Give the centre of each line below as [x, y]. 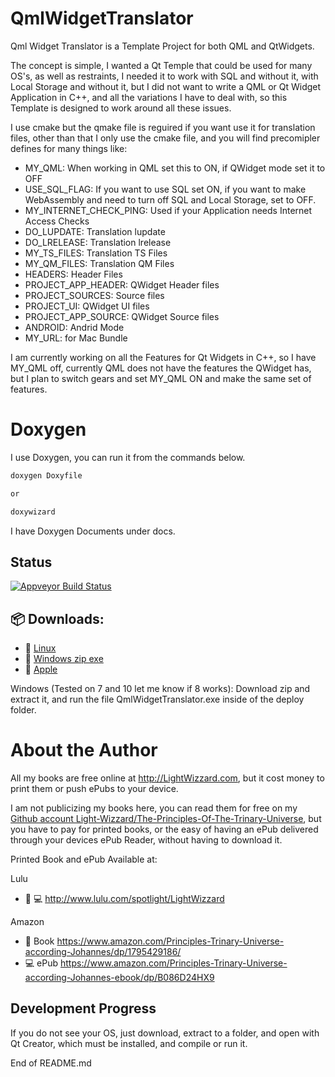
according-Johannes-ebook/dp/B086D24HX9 [119, 978]
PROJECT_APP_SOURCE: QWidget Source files [122, 316]
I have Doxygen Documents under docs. [93, 531]
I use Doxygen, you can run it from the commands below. [128, 457]
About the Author [84, 750]
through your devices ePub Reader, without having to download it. [146, 840]
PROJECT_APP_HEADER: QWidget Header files [122, 284]
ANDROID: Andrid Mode [74, 327]
